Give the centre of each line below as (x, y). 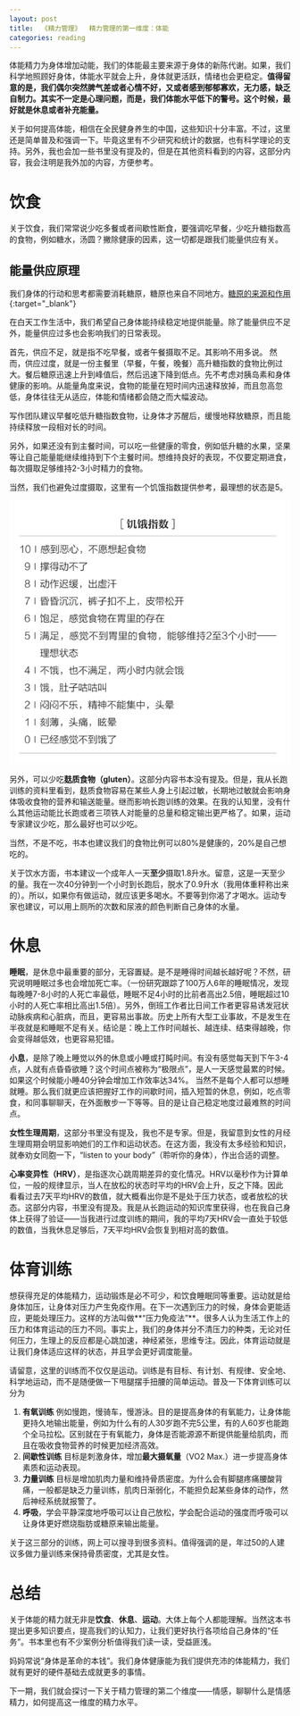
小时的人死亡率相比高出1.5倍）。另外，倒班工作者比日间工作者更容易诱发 (142, 1006)
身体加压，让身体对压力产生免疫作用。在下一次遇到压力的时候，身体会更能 (146, 1307)
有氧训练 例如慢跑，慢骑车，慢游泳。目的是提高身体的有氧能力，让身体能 (156, 1412)
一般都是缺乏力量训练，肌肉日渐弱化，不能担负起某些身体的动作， (159, 1490)
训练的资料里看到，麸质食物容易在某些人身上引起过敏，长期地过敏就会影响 (146, 790)
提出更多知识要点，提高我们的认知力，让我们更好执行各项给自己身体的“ (140, 1631)
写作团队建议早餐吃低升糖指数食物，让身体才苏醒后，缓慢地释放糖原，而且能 (150, 416)
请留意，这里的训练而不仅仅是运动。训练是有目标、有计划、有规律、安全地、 (150, 1370)
